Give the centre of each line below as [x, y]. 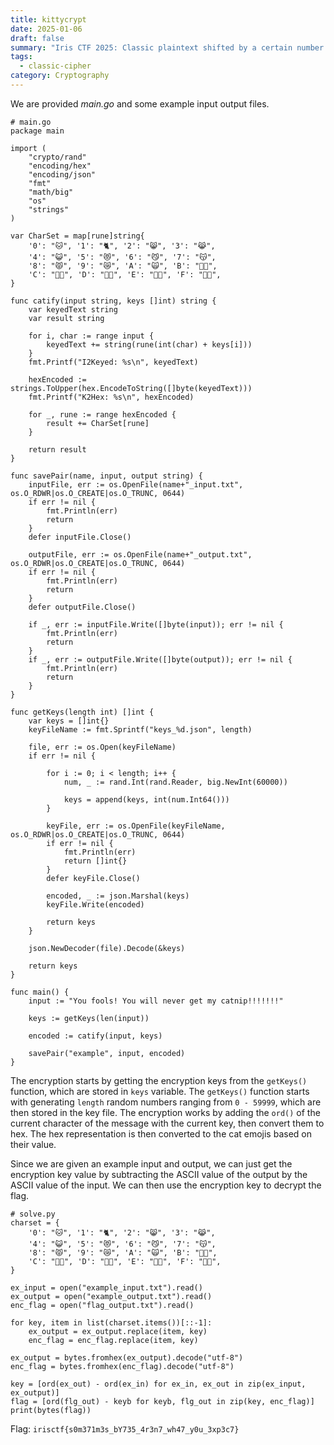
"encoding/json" [62, 174]
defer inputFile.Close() [80, 537]
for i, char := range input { [91, 336]
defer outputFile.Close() [82, 607]
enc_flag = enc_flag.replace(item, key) [113, 1340]
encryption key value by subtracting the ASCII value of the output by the [159, 1174]
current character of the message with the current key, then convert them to [167, 1123]
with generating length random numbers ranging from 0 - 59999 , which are [166, 1102]
